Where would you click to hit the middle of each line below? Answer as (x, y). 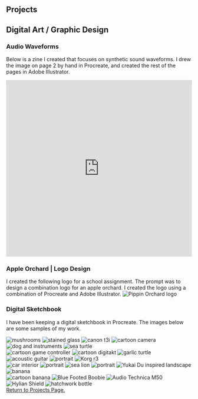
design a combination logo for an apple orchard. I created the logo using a (96, 288)
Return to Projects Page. (36, 390)
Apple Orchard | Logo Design (48, 269)
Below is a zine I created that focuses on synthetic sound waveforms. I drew (99, 59)
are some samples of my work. (44, 328)
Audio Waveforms (32, 46)
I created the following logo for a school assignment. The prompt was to (93, 281)
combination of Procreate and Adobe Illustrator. (64, 294)
